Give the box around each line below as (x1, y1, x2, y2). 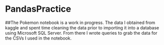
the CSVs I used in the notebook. (5, 35, 72, 41)
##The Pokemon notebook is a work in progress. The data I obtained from (5, 20, 156, 25)
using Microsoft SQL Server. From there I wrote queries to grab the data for (5, 30, 158, 36)
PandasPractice (5, 3, 71, 15)
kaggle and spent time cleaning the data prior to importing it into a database (5, 24, 159, 30)
